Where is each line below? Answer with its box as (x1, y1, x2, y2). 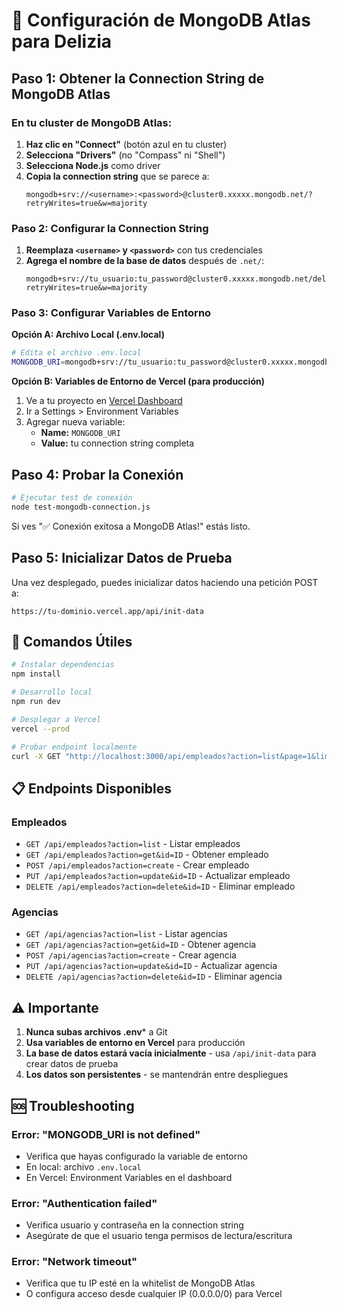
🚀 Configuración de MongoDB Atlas (11, 9, 311, 32)
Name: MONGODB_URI (40, 427, 121, 439)
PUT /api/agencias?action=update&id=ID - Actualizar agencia (25, 960, 278, 972)
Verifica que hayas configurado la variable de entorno (25, 1150, 248, 1162)
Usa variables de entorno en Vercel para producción (25, 1037, 246, 1049)
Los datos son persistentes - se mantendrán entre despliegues (25, 1069, 289, 1081)
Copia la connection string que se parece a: (25, 170, 210, 182)
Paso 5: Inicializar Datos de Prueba (11, 550, 233, 567)
